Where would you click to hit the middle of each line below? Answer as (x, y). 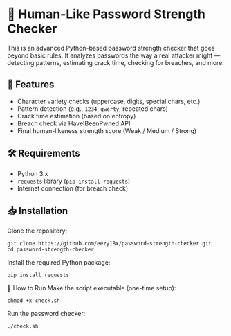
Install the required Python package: (59, 263)
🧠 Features (31, 85)
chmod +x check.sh (34, 301)
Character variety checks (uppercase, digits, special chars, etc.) (109, 101)
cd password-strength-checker (51, 250)
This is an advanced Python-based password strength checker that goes (111, 48)
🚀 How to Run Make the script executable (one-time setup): (92, 288)
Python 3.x (33, 173)
